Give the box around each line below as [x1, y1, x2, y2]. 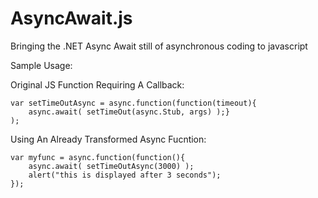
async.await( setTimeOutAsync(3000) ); [28, 161, 195, 171]
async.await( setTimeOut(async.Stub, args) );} [28, 107, 230, 117]
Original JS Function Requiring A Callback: [10, 78, 185, 91]
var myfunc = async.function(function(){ [10, 152, 186, 162]
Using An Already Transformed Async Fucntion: [10, 133, 207, 145]
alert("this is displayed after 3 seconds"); [28, 170, 222, 180]
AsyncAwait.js [10, 7, 133, 30]
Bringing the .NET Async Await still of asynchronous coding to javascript [10, 40, 308, 52]
